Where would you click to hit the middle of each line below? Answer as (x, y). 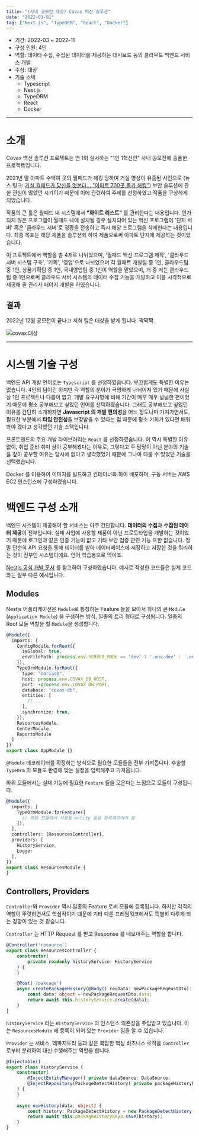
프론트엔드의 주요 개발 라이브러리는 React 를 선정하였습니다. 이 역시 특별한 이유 (97, 440)
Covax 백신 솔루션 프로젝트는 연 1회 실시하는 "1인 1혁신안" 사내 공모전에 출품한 (97, 158)
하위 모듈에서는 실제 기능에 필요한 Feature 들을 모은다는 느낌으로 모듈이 (89, 783)
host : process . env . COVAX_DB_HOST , (65, 679)
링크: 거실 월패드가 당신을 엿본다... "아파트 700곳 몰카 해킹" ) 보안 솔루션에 (97, 185)
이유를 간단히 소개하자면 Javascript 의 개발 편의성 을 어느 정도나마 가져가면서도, (98, 412)
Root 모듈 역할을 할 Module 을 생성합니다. (53, 623)
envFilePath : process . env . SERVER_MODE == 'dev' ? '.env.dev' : (102, 657)
